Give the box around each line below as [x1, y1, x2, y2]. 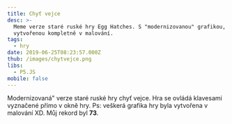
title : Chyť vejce [7, 10, 61, 17]
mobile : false [7, 75, 49, 82]
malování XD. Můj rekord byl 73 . [7, 109, 99, 117]
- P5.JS [13, 68, 36, 75]
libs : [7, 62, 23, 69]
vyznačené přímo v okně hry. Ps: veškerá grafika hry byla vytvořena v [7, 102, 208, 110]
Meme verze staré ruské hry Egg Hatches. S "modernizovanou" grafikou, [13, 23, 226, 30]
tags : [7, 36, 23, 43]
